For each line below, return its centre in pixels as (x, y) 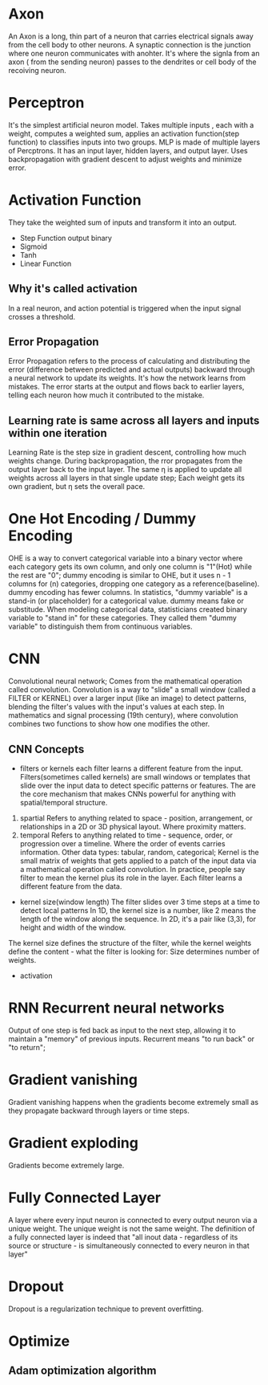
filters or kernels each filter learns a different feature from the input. (132, 768)
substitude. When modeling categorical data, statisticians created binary (128, 609)
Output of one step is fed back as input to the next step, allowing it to (122, 1030)
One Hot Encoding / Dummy (102, 519)
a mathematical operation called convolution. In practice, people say (132, 869)
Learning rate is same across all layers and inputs (134, 420)
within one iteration (58, 433)
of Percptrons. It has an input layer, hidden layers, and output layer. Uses (128, 150)
